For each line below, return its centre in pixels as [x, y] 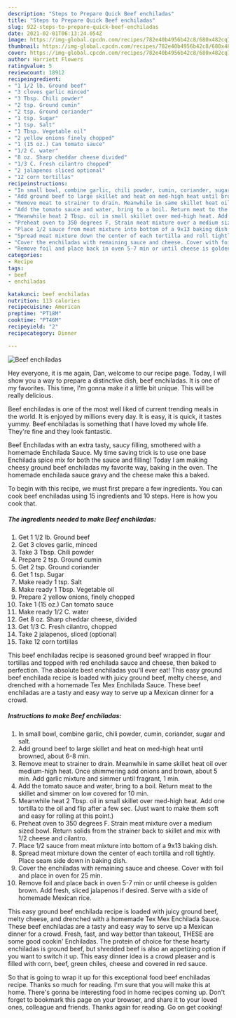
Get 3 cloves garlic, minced [57, 544]
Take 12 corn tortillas [48, 641]
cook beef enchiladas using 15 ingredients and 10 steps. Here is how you [113, 496]
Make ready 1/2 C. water [54, 612]
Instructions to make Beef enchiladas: [65, 716]
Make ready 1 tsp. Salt [50, 582]
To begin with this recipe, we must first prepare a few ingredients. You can [115, 488]
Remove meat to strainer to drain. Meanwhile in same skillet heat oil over [123, 763]
